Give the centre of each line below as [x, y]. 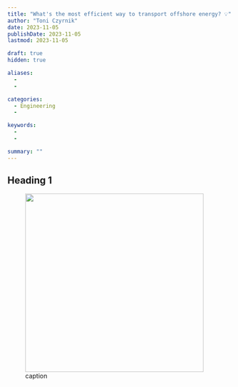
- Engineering [35, 106]
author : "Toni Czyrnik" [43, 21]
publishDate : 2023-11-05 [44, 34]
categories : [25, 99]
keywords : [22, 126]
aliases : [20, 73]
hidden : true [27, 60]
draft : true [25, 54]
